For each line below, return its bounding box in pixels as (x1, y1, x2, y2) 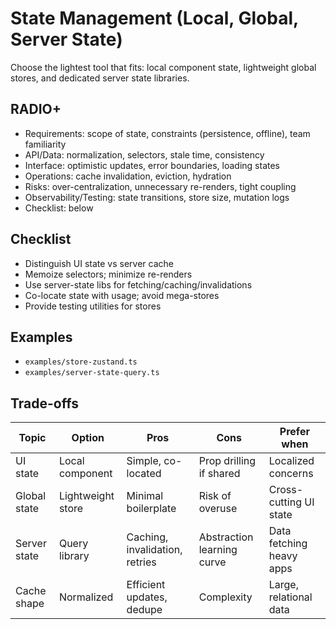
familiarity (24, 138, 67, 150)
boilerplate (126, 502, 177, 516)
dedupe (126, 603, 163, 617)
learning (198, 543, 238, 557)
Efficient (126, 578, 166, 592)
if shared (198, 467, 241, 481)
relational (268, 590, 313, 604)
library (58, 549, 90, 563)
